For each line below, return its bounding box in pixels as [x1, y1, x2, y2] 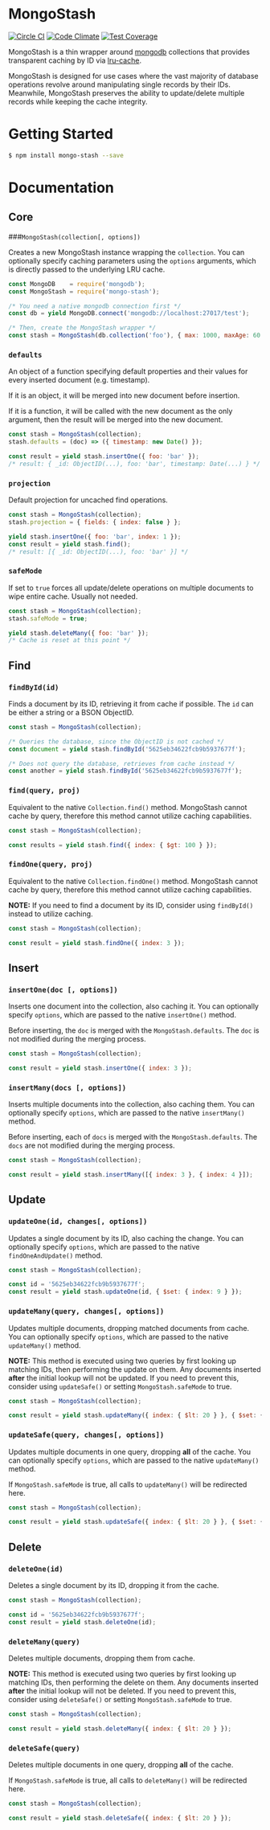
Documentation [8, 178, 115, 197]
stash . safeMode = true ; [8, 614, 88, 623]
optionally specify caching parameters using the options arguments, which [8, 256, 256, 265]
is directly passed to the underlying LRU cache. [8, 264, 166, 274]
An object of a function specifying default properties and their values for [8, 366, 248, 376]
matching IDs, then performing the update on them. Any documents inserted [8, 1364, 261, 1374]
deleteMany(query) [8, 1637, 80, 1646]
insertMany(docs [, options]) [8, 1083, 127, 1092]
